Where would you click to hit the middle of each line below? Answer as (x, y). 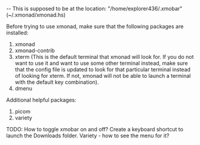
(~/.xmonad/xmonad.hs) (36, 15)
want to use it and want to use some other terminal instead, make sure (101, 63)
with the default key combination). (57, 82)
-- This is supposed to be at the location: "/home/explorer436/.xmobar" (94, 9)
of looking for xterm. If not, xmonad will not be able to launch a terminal (103, 76)
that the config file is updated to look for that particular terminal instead (103, 70)
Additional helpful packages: (41, 100)
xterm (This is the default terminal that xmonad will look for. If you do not (104, 57)
